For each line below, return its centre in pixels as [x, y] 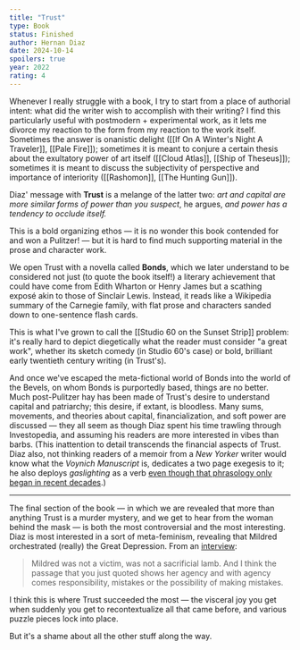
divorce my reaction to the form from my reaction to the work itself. [133, 130]
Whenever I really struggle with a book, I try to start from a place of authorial [150, 101]
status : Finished [42, 34]
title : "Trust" [37, 17]
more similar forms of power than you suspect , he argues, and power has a [148, 204]
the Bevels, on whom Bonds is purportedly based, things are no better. [139, 387]
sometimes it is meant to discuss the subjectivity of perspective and [134, 167]
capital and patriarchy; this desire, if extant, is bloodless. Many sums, [137, 406]
